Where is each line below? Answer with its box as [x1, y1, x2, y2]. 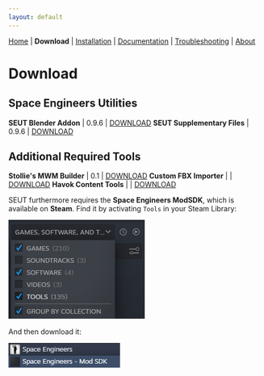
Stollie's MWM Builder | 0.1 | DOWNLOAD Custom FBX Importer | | [8, 171, 233, 181]
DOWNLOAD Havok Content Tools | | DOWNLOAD [8, 180, 177, 190]
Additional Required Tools [8, 150, 141, 164]
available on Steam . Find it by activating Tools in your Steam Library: [8, 204, 237, 214]
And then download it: [8, 327, 82, 336]
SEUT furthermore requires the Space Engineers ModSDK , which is [8, 195, 235, 205]
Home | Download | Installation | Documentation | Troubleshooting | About [8, 36, 256, 46]
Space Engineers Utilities [8, 97, 138, 111]
